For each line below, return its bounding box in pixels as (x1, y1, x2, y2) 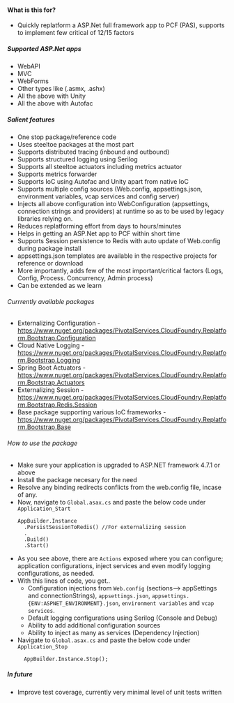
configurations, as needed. (17, 569, 95, 577)
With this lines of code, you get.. (17, 577, 111, 585)
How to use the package (7, 439, 78, 447)
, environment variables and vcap (118, 598, 214, 607)
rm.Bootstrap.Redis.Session (17, 400, 97, 409)
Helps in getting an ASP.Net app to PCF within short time (17, 229, 180, 238)
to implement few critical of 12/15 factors (17, 29, 134, 37)
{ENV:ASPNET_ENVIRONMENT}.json (27, 600, 119, 607)
